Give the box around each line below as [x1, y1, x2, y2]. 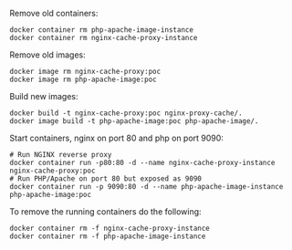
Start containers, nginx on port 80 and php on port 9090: [9, 132, 224, 143]
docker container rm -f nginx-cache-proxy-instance [9, 224, 210, 233]
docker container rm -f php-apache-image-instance [9, 232, 206, 241]
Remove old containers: [9, 8, 99, 18]
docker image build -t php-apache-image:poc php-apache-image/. [9, 117, 259, 126]
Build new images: [9, 91, 78, 101]
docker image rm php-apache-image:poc [9, 75, 157, 84]
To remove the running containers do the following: [9, 206, 203, 217]
